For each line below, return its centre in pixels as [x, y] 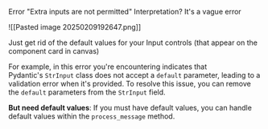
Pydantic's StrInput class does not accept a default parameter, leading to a [134, 75]
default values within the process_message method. [92, 116]
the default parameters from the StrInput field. [87, 92]
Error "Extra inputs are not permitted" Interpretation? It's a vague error [125, 12]
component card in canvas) [54, 51]
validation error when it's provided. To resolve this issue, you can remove [130, 84]
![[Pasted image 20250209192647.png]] [75, 27]
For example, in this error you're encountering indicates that [108, 67]
